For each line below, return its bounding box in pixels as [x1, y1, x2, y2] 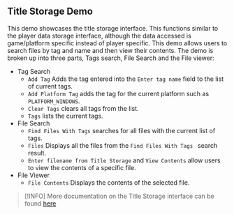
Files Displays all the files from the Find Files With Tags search [27, 141, 218, 149]
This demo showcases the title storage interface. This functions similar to [7, 24, 219, 32]
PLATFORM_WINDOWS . [27, 97, 80, 105]
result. [27, 148, 47, 157]
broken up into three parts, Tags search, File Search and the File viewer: [7, 54, 214, 62]
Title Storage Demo [7, 6, 93, 17]
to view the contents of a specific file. [27, 163, 136, 171]
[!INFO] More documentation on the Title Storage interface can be [24, 192, 214, 200]
